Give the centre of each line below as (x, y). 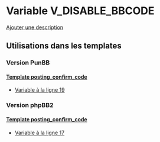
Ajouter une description (35, 27)
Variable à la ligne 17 (40, 133)
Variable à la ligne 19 (40, 90)
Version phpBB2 (30, 105)
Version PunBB (28, 63)
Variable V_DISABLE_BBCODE (80, 11)
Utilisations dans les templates (64, 46)
